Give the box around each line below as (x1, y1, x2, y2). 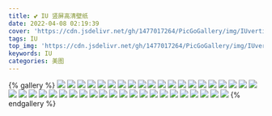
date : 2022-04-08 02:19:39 (8, 19, 100, 28)
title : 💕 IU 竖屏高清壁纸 (8, 11, 89, 20)
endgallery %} (8, 98, 57, 108)
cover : (8, 27, 31, 35)
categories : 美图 (8, 58, 65, 66)
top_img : (8, 42, 38, 50)
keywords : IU (8, 49, 53, 58)
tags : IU (8, 34, 38, 43)
